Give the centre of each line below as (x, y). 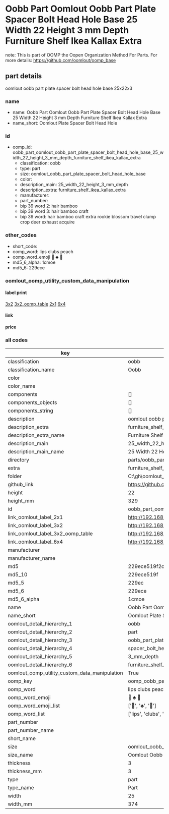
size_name (20, 755)
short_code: (25, 246)
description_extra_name (36, 435)
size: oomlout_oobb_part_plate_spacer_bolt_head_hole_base (83, 174)
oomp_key (20, 681)
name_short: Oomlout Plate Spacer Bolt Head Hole (65, 123)
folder (15, 476)
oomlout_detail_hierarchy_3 (40, 640)
